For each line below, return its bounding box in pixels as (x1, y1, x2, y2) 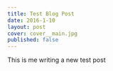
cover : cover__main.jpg (7, 30, 78, 37)
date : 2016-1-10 (7, 17, 55, 24)
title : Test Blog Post (7, 10, 75, 18)
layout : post (7, 23, 46, 30)
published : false (7, 37, 59, 44)
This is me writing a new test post (7, 56, 106, 64)
